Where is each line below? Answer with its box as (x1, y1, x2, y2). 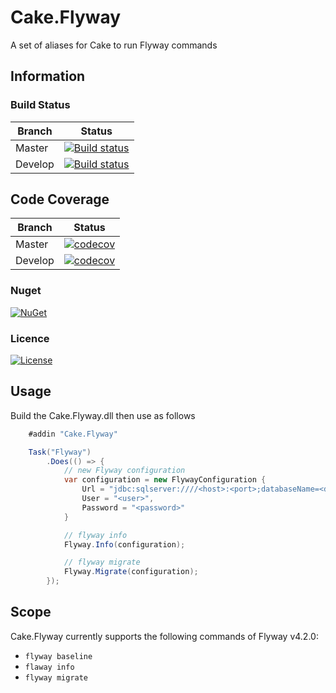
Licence (10, 331, 50, 345)
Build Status (10, 98, 71, 112)
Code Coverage (10, 191, 110, 208)
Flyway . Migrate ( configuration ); (63, 567, 199, 577)
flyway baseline (24, 651, 93, 661)
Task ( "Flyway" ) (28, 447, 92, 457)
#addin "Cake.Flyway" (28, 429, 118, 439)
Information (10, 68, 86, 85)
